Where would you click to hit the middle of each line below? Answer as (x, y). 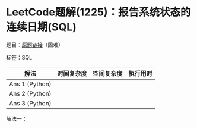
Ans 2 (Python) (30, 93)
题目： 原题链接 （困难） (35, 45)
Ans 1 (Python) (30, 84)
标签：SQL (19, 57)
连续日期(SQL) (42, 27)
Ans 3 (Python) (30, 103)
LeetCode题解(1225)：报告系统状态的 (99, 12)
